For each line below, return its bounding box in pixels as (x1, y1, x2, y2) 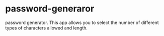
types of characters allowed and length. (5, 24, 88, 30)
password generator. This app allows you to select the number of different (5, 19, 159, 25)
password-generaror (5, 3, 95, 14)
